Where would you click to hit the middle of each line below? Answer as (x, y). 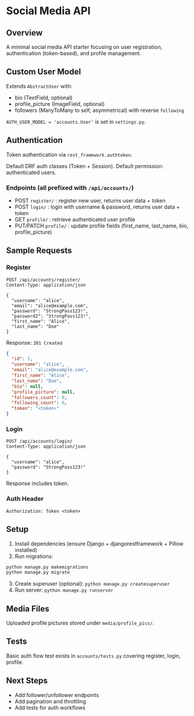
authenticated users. (31, 172)
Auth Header (25, 499)
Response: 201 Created (34, 342)
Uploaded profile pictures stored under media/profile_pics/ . (80, 623)
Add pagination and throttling (50, 701)
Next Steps (27, 681)
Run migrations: (34, 556)
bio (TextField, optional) (43, 97)
